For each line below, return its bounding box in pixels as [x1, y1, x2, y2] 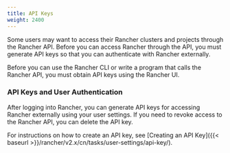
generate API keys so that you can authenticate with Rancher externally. [7, 49, 211, 58]
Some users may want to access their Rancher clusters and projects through [7, 35, 224, 43]
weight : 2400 [7, 16, 45, 23]
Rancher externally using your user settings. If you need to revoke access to [7, 110, 222, 119]
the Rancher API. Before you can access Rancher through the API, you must [7, 43, 222, 51]
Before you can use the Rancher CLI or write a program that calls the [7, 63, 201, 71]
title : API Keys [7, 10, 54, 17]
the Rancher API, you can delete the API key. [7, 117, 134, 126]
